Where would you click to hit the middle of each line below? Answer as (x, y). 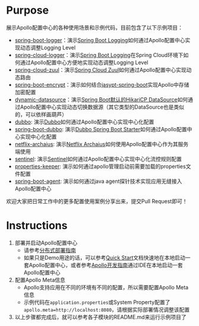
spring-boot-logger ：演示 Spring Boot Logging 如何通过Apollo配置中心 (100, 40)
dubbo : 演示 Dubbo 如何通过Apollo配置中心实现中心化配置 (84, 122)
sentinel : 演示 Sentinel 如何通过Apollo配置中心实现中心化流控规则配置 (98, 159)
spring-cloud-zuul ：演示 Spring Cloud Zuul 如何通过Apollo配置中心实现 (101, 69)
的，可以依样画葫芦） (41, 114)
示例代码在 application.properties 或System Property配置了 (97, 302)
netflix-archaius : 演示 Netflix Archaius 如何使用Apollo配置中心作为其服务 (102, 144)
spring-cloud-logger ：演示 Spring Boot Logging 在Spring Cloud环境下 (99, 55)
